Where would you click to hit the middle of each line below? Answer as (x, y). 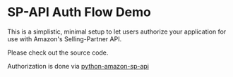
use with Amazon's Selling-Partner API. (65, 38)
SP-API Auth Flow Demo (79, 12)
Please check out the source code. (58, 52)
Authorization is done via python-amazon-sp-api (78, 66)
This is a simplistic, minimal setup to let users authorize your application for (117, 31)
